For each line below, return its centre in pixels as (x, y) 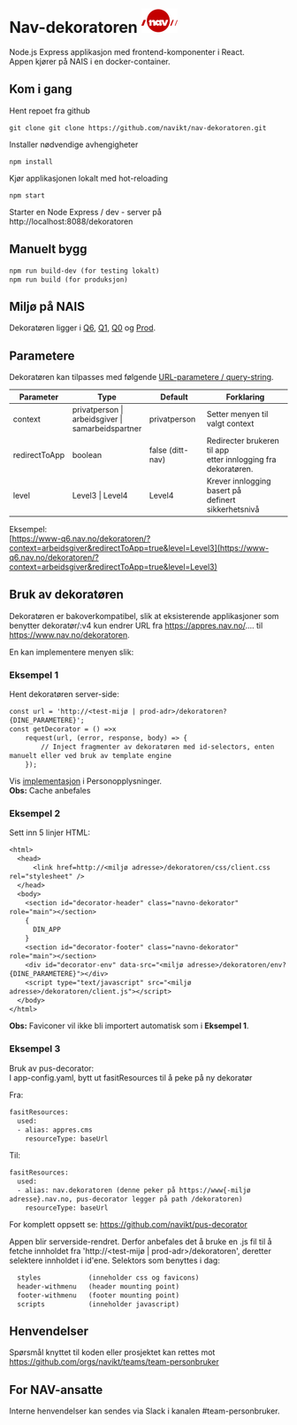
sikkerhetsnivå (233, 509)
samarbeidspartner (107, 428)
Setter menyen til (237, 414)
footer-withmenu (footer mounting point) (98, 1295)
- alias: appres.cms (55, 1130)
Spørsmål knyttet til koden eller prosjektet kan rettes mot (112, 1352)
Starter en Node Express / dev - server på (85, 212)
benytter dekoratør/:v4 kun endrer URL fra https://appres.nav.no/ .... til (136, 625)
